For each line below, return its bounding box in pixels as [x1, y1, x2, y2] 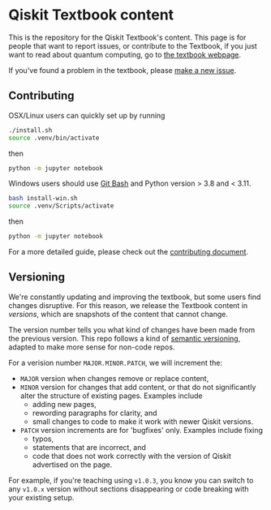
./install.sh [8, 126, 53, 135]
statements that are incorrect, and [32, 442, 146, 452]
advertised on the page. [32, 460, 113, 469]
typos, [32, 434, 54, 444]
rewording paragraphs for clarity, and [32, 408, 157, 418]
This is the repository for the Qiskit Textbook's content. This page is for [8, 32, 247, 42]
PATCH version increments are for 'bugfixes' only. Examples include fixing [19, 425, 264, 435]
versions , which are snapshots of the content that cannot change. [8, 309, 229, 319]
